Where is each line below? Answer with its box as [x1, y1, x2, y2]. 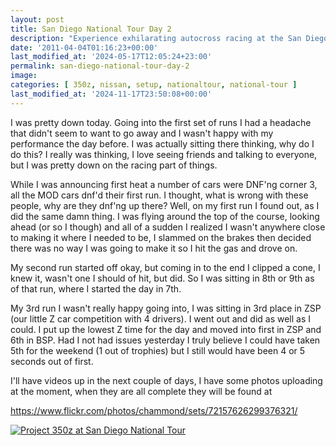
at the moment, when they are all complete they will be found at [10, 385, 273, 397]
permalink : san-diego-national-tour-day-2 [10, 61, 190, 71]
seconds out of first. [10, 355, 94, 367]
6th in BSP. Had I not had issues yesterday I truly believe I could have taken [10, 334, 321, 346]
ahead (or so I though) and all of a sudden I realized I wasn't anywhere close [10, 221, 326, 233]
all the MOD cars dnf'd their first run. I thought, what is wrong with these [10, 189, 309, 201]
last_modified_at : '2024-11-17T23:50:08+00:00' [10, 89, 213, 99]
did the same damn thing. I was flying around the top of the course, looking [10, 210, 320, 222]
